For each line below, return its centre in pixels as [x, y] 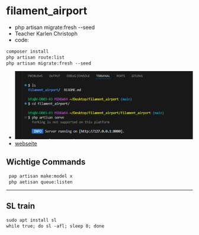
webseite [26, 143]
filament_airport [47, 11]
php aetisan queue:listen [41, 182]
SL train [21, 206]
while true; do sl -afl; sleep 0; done [55, 226]
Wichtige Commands [46, 162]
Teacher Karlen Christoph [46, 33]
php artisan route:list [36, 57]
